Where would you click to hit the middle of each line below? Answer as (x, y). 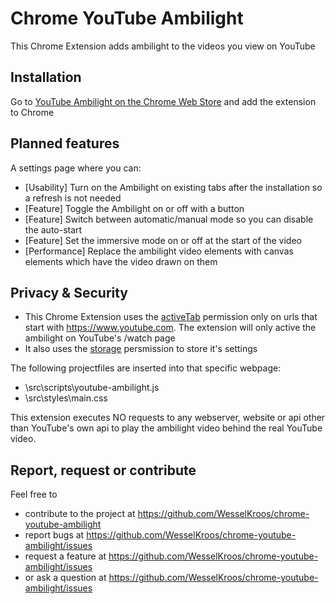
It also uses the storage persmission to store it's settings (141, 349)
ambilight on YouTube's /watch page (100, 338)
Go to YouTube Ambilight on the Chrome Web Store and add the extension (163, 101)
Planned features (65, 143)
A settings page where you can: (76, 168)
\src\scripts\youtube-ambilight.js (92, 388)
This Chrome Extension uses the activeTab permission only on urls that (171, 317)
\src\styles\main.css (66, 398)
